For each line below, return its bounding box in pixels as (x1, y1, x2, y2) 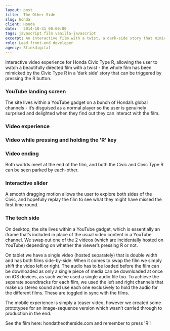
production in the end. (5, 310, 52, 316)
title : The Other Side (5, 12, 56, 17)
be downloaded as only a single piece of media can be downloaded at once (5, 268, 163, 274)
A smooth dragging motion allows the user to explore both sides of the (5, 191, 152, 197)
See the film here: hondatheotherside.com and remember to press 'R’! (5, 320, 151, 326)
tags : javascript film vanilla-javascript (5, 31, 96, 36)
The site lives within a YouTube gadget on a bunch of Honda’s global (5, 99, 148, 105)
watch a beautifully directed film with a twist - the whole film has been (5, 64, 152, 70)
